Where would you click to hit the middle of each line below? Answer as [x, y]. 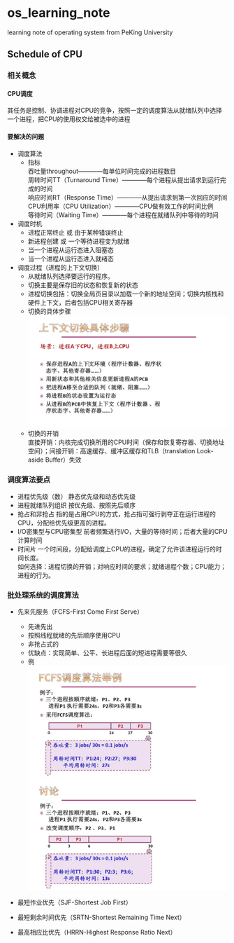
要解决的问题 [25, 137]
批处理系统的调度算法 [43, 595]
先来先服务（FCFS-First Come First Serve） [80, 612]
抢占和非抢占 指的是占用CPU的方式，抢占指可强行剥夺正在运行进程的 [117, 514]
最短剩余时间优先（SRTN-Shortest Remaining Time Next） [102, 917]
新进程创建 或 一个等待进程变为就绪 [79, 241]
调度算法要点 [29, 480]
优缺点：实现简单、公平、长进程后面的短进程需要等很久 [107, 652]
